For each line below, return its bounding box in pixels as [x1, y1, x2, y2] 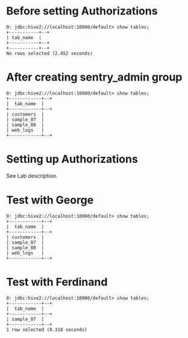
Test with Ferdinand [6, 275, 108, 289]
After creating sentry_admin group [6, 70, 183, 84]
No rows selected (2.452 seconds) [6, 50, 93, 57]
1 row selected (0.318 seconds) [6, 327, 87, 333]
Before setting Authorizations [6, 4, 158, 18]
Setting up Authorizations [6, 152, 139, 166]
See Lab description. [6, 172, 58, 179]
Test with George [6, 194, 94, 207]
